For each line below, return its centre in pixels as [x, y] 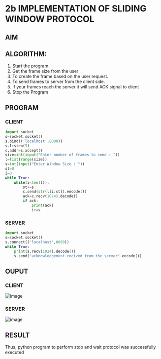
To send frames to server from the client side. [59, 81]
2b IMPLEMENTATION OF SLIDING [76, 9]
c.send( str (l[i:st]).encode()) [55, 192]
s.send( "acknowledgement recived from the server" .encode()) [78, 256]
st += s [29, 187]
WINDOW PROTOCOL [50, 19]
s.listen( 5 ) [17, 146]
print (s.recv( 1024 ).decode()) [45, 251]
